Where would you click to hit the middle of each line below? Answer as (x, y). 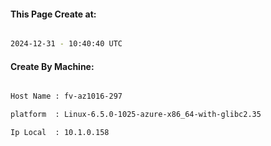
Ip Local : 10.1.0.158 (60, 133)
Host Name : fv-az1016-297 (66, 96)
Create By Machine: (52, 66)
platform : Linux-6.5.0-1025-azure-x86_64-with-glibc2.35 (136, 115)
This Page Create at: (53, 14)
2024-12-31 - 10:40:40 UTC (66, 44)
